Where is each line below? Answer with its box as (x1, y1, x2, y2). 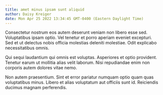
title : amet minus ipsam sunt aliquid (5, 7, 84, 12)
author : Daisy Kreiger (5, 12, 52, 17)
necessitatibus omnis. (5, 45, 50, 51)
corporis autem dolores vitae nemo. (5, 65, 78, 71)
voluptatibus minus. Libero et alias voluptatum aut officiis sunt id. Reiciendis (5, 79, 159, 85)
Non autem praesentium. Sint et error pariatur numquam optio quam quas (5, 74, 154, 80)
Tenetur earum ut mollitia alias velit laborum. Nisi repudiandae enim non (5, 59, 150, 66)
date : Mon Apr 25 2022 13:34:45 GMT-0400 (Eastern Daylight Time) (5, 16, 144, 21)
